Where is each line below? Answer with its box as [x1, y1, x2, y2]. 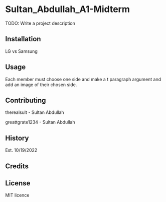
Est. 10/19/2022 [5, 147, 38, 153]
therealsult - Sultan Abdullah [5, 109, 64, 115]
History [5, 133, 29, 142]
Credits [5, 162, 29, 170]
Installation [5, 35, 41, 43]
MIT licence [5, 192, 30, 198]
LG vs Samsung [5, 48, 38, 54]
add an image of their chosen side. [5, 82, 77, 88]
